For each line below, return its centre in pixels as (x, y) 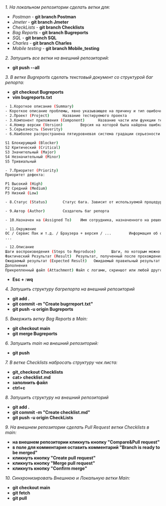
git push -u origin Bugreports (43, 309)
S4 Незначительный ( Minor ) (33, 157)
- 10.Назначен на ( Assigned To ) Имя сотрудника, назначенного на (77, 220)
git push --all (26, 67)
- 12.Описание (20, 247)
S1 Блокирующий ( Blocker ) (32, 143)
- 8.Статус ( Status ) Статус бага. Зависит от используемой (74, 202)
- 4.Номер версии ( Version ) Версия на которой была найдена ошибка (84, 125)
